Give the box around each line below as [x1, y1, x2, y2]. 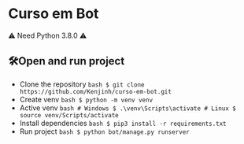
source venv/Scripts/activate [19, 111, 120, 119]
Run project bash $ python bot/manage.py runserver [19, 127, 190, 136]
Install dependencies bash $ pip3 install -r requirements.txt [19, 118, 227, 127]
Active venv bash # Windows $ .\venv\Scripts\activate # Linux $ [19, 103, 236, 113]
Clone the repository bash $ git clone [19, 79, 145, 89]
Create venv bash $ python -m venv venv [19, 94, 153, 104]
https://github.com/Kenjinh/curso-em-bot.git [19, 87, 172, 95]
